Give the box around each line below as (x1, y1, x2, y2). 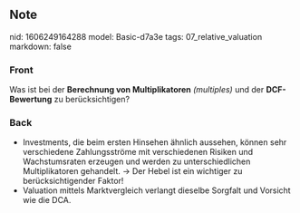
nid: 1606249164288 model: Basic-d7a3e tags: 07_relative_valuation (9, 31, 263, 42)
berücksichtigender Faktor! (22, 176, 124, 187)
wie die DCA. (22, 195, 72, 206)
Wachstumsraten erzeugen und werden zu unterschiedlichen (22, 156, 251, 167)
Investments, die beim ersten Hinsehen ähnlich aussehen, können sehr (22, 137, 287, 148)
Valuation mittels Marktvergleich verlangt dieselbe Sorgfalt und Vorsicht (22, 185, 292, 196)
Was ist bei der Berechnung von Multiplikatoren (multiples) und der (9, 84, 265, 95)
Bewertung (9, 94, 53, 105)
